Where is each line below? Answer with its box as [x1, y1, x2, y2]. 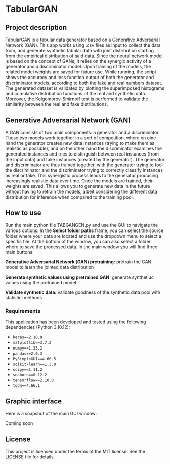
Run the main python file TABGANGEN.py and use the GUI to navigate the [5, 222, 158, 228]
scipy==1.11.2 [12, 367, 42, 372]
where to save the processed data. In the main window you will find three [5, 244, 158, 250]
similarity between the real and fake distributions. [5, 101, 108, 107]
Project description [5, 23, 67, 32]
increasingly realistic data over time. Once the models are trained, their [5, 178, 153, 184]
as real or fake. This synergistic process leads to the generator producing [5, 172, 158, 178]
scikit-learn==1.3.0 [12, 362, 56, 367]
